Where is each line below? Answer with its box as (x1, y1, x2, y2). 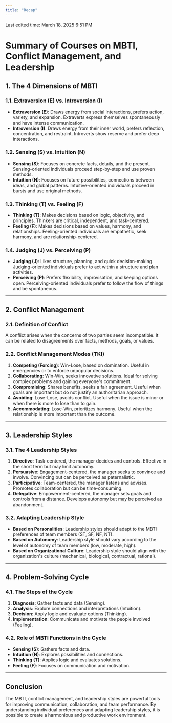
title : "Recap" (5, 7, 38, 13)
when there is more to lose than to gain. (12, 400, 97, 407)
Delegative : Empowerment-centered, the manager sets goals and (12, 491, 152, 497)
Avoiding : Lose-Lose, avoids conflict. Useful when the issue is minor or (12, 395, 164, 401)
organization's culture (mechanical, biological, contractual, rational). (12, 553, 157, 559)
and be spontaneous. (12, 286, 58, 292)
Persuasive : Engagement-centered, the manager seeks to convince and (12, 469, 165, 475)
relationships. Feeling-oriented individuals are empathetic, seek (12, 229, 147, 235)
